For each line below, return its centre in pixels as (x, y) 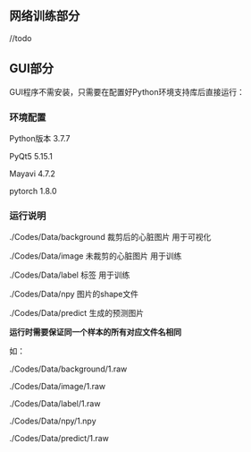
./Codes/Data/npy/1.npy (53, 421)
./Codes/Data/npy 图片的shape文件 (74, 294)
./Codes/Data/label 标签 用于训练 (70, 275)
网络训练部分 (45, 16)
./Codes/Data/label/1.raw (55, 404)
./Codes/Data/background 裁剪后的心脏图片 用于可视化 (110, 237)
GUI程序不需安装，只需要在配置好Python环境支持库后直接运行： (127, 91)
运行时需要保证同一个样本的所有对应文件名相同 (95, 332)
